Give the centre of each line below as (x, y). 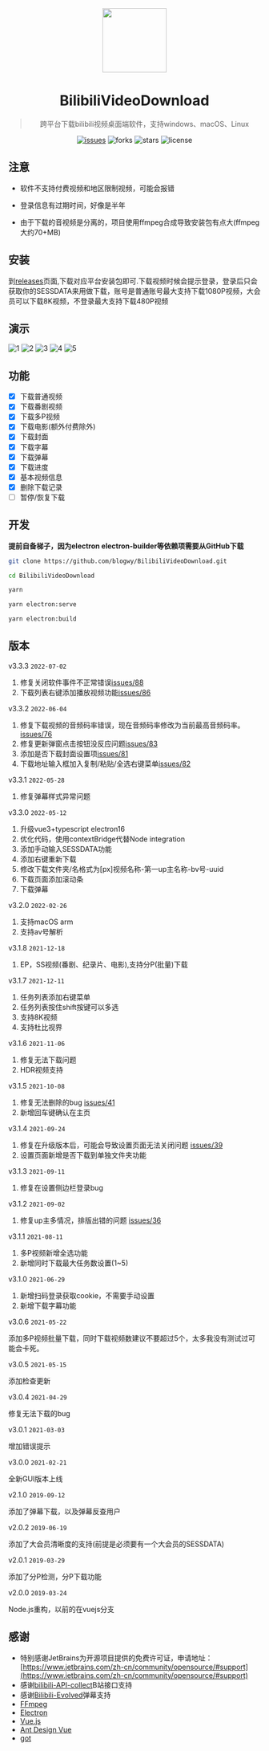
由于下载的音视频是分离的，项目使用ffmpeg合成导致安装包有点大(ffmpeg (140, 222)
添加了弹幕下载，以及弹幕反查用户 (64, 1511)
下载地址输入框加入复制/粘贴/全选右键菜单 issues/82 (105, 764)
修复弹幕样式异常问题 (55, 796)
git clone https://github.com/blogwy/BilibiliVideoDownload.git (118, 561)
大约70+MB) (40, 232)
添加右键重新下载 (48, 859)
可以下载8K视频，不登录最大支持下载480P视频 (92, 301)
